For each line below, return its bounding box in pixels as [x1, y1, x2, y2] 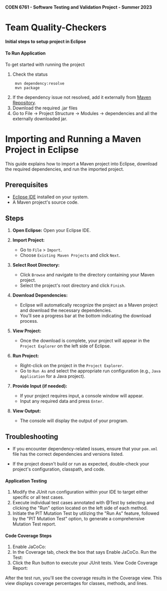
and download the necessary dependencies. [20, 308, 112, 314]
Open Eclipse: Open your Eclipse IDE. [12, 227, 91, 233]
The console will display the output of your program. [20, 418, 128, 424]
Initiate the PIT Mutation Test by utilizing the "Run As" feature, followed [12, 510, 159, 516]
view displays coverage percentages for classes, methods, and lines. [5, 580, 148, 586]
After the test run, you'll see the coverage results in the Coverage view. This [5, 575, 162, 581]
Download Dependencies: [12, 292, 68, 299]
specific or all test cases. [12, 494, 64, 500]
